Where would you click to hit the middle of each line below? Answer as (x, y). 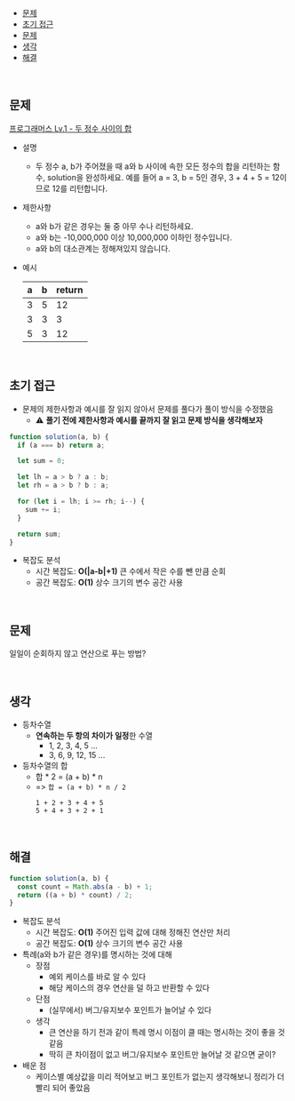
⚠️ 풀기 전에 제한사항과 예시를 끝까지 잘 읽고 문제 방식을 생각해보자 (149, 419)
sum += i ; (44, 509)
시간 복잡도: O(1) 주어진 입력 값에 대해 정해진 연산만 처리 (133, 932)
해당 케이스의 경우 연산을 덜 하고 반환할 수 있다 (129, 988)
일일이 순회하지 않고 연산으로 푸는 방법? (78, 654)
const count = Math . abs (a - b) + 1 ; (85, 887)
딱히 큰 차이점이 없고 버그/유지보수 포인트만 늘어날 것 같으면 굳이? (162, 1055)
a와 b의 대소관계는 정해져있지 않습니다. (103, 248)
